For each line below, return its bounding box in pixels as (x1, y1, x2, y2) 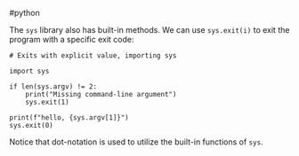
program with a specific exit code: (9, 35, 134, 44)
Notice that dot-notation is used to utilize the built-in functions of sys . (9, 136, 264, 147)
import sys (9, 66, 50, 75)
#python (9, 8, 40, 18)
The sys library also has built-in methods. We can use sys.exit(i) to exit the (9, 25, 290, 35)
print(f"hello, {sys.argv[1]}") (9, 113, 129, 122)
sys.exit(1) (25, 97, 69, 106)
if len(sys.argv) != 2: (9, 82, 98, 91)
